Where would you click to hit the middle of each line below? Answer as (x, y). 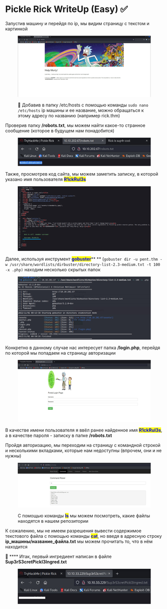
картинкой (17, 29)
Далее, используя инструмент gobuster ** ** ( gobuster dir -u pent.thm (81, 259)
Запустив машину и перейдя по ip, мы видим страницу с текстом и (77, 23)
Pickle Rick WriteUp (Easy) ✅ (66, 9)
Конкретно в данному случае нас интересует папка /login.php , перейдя (83, 348)
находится (16, 547)
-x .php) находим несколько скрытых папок (53, 270)
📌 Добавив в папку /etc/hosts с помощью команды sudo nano (83, 105)
